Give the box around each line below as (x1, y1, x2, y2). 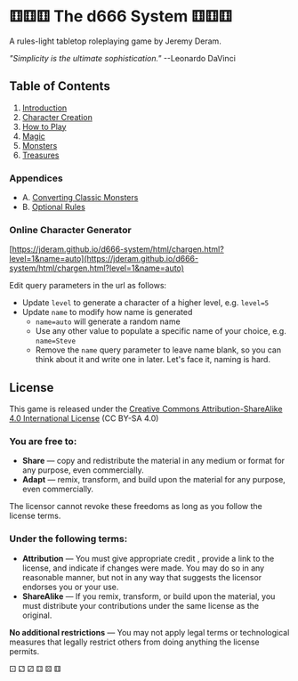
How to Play (21, 121, 67, 132)
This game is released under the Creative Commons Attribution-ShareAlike (9, 403, 283, 415)
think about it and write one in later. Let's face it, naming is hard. (35, 354, 271, 365)
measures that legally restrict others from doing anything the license (9, 636, 260, 647)
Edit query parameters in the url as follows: (9, 280, 167, 291)
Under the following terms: (9, 532, 128, 545)
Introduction (21, 102, 68, 113)
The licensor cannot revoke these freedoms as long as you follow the (9, 501, 262, 512)
